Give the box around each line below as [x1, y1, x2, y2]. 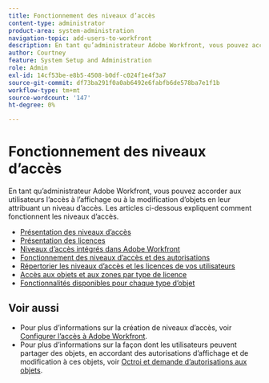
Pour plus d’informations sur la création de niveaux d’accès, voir [19, 322, 232, 333]
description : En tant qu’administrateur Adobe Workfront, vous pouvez [8, 42, 249, 50]
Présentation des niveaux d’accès [19, 228, 132, 237]
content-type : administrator [8, 19, 106, 27]
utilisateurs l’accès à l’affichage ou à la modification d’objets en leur [8, 195, 231, 204]
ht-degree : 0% [8, 101, 56, 109]
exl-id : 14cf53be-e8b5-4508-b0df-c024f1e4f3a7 [8, 71, 167, 79]
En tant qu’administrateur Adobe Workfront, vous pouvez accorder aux [8, 186, 242, 196]
